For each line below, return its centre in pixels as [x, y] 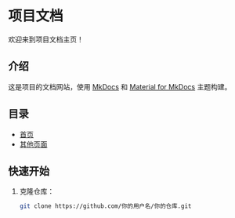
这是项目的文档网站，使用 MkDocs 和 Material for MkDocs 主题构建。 [120, 86]
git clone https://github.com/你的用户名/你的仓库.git [105, 206]
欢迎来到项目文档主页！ [46, 39]
